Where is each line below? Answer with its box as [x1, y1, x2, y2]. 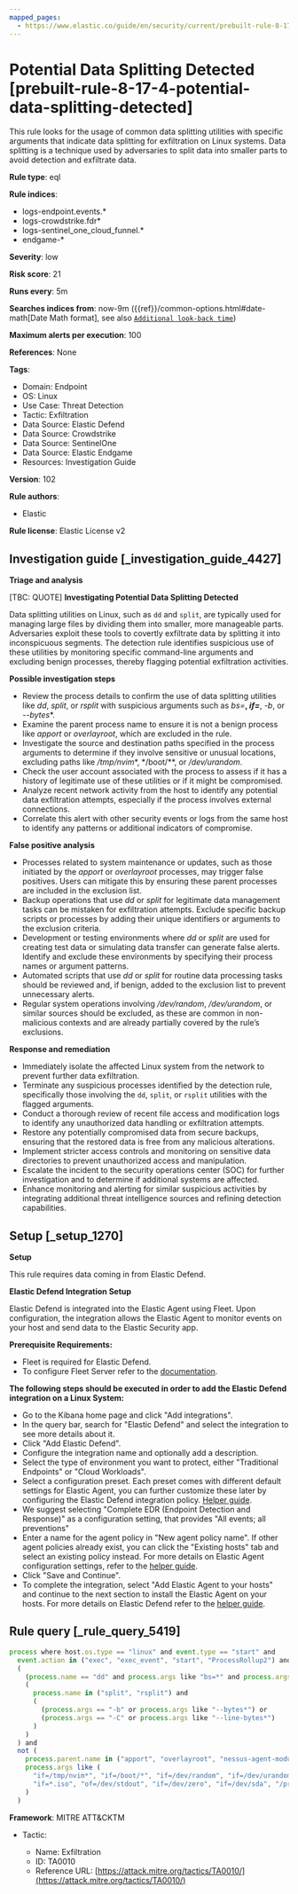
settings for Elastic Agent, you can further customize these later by [21, 1485, 267, 1496]
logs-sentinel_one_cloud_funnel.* [21, 225, 145, 236]
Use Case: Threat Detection [21, 400, 124, 411]
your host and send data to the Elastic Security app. [9, 1323, 199, 1333]
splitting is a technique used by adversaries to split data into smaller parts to [9, 145, 288, 156]
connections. [21, 804, 70, 814]
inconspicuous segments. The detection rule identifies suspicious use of [9, 638, 275, 648]
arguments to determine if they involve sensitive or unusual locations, [21, 747, 277, 758]
